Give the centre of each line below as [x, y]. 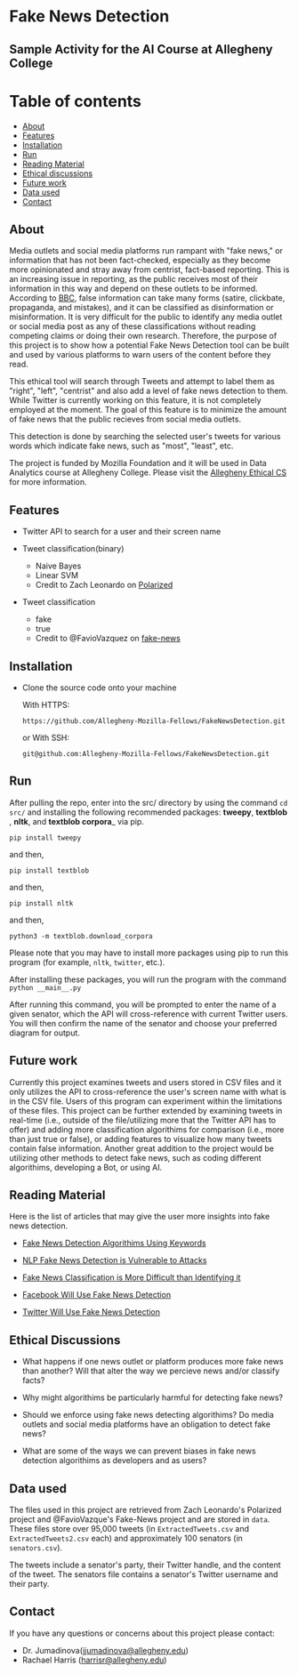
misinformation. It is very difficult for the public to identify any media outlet [146, 317]
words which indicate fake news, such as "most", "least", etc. [121, 446]
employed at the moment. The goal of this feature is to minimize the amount [148, 410]
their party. [29, 1584]
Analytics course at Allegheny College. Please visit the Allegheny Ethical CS [148, 472]
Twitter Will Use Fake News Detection [91, 1312]
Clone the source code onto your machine [99, 688]
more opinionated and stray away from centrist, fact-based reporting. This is [149, 270]
